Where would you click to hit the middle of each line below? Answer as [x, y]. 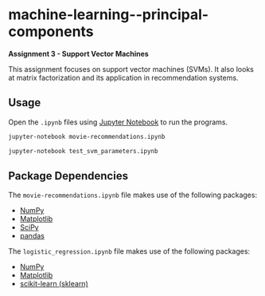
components [51, 32]
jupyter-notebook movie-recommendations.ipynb [87, 136]
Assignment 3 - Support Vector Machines [78, 53]
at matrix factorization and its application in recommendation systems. [123, 77]
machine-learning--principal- [109, 15]
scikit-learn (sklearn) [54, 284]
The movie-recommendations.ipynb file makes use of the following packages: [132, 195]
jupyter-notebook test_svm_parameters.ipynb [83, 151]
